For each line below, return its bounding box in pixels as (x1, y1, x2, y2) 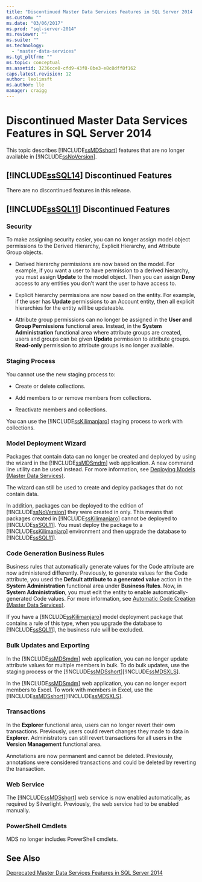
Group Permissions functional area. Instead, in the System (14, 322, 162, 330)
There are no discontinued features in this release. (6, 186, 131, 194)
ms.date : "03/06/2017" (6, 20, 63, 26)
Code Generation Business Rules (6, 549, 104, 557)
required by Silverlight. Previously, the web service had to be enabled (6, 800, 179, 808)
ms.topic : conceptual (6, 59, 61, 65)
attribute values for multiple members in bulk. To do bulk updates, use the (6, 661, 190, 668)
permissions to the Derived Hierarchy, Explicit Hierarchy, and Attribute (6, 243, 180, 250)
